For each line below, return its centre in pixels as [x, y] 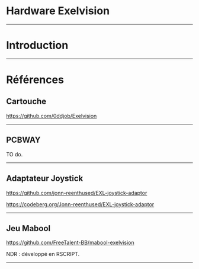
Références [35, 80]
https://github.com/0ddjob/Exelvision [52, 116]
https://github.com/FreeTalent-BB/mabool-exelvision [70, 243]
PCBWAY [23, 140]
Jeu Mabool [28, 228]
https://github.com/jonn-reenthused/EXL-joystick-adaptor [77, 193]
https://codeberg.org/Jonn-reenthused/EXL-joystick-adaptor [80, 204]
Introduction [37, 45]
